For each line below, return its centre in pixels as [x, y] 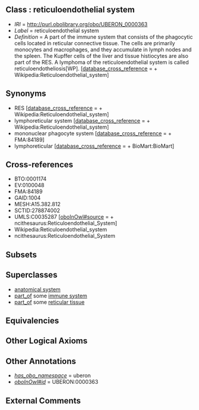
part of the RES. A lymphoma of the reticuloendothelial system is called [101, 62]
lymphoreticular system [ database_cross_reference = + [82, 120]
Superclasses [32, 275]
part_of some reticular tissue [49, 302]
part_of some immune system [51, 296]
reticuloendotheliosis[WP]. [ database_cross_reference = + [86, 69]
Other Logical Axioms [46, 341]
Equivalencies [32, 321]
